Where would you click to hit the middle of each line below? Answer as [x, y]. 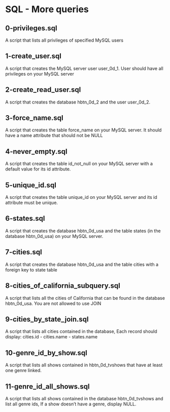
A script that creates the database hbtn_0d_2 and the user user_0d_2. [78, 102]
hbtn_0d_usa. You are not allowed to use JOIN [53, 303]
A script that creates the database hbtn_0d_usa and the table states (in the [83, 231]
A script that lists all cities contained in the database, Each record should [81, 331]
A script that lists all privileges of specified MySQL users [64, 40]
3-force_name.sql [34, 118]
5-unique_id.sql [31, 185]
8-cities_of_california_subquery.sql [63, 286]
